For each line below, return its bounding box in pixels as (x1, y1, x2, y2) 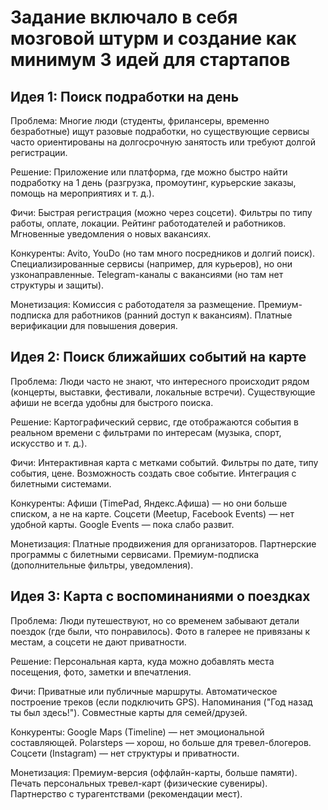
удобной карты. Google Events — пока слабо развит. (10, 518, 235, 530)
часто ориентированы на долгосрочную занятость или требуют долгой (10, 136, 316, 148)
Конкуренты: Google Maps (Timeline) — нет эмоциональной (10, 726, 265, 738)
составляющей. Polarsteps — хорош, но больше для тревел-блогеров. (10, 736, 312, 748)
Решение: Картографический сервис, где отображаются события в (10, 416, 299, 428)
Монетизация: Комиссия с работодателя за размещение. (10, 299, 256, 310)
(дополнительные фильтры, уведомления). (10, 559, 194, 571)
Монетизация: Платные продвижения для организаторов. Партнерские (10, 537, 317, 550)
